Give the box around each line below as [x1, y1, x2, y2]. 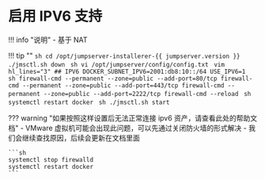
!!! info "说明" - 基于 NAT [8, 35, 89, 44]
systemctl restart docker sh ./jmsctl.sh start [8, 98, 170, 106]
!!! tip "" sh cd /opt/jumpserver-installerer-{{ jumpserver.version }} [8, 51, 240, 60]
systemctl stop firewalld [8, 155, 93, 163]
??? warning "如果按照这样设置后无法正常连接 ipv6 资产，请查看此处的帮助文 [8, 113, 258, 123]
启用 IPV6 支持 [8, 7, 103, 25]
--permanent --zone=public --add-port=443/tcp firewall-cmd [22, 81, 225, 90]
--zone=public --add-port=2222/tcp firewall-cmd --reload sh [43, 90, 252, 98]
